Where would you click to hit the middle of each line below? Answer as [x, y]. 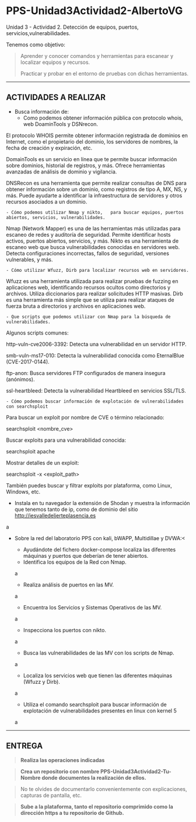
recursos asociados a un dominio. [47, 202]
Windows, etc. [23, 492]
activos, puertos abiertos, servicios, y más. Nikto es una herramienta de [92, 241]
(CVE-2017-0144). [28, 361]
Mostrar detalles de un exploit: [43, 463]
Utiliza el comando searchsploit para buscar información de [95, 704]
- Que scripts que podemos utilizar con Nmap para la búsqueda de [88, 317]
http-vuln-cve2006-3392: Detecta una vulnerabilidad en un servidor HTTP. [96, 344]
